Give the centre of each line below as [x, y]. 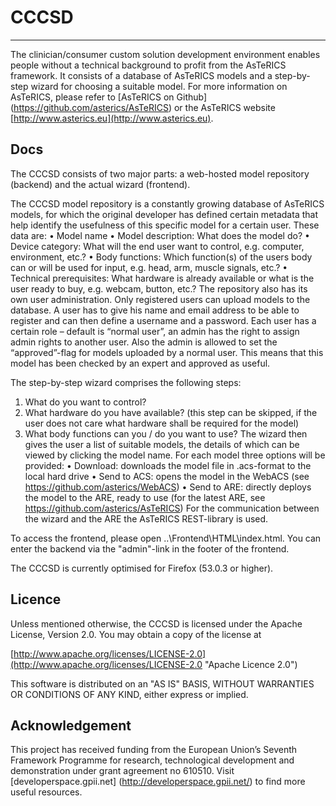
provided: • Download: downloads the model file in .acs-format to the [168, 465]
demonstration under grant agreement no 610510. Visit [122, 771]
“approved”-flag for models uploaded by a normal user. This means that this [167, 352]
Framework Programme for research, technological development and [152, 760]
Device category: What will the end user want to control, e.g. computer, [157, 246]
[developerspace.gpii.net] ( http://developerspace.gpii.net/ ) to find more [158, 782]
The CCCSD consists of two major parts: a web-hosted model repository [160, 173]
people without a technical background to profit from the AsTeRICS [148, 65]
